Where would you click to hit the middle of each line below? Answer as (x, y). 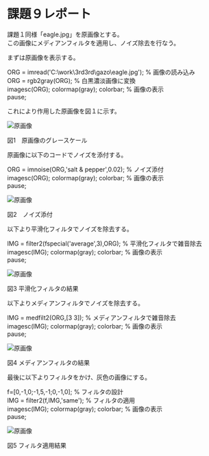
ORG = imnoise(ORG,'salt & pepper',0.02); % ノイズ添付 (86, 169)
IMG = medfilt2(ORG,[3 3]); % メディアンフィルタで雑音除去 (91, 317)
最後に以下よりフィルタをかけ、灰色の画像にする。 (79, 377)
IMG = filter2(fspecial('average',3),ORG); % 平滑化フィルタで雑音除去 (104, 243)
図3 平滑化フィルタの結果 (43, 288)
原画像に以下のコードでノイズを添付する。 (67, 154)
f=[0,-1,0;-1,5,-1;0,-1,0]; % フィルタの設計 (65, 392)
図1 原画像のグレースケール (47, 140)
